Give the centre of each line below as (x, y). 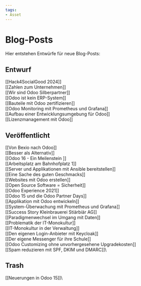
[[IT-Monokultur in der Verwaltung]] (42, 228)
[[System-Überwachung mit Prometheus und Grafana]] (63, 207)
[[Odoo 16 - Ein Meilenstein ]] (36, 158)
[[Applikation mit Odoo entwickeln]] (42, 201)
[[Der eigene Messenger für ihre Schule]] (48, 239)
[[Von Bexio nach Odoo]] (31, 148)
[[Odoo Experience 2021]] (32, 191)
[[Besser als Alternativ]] (30, 153)
